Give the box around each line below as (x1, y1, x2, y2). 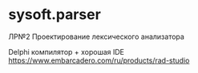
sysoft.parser (8, 6, 102, 24)
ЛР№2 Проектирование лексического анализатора (8, 32, 184, 41)
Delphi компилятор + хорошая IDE (8, 47, 125, 56)
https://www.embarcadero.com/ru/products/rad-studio (8, 56, 190, 65)
